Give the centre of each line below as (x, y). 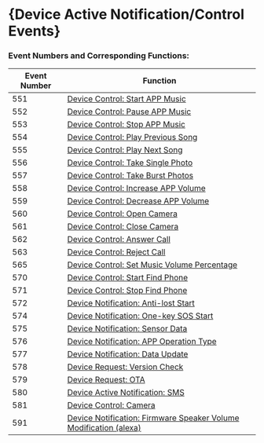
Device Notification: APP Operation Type (142, 342)
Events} (35, 31)
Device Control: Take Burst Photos (130, 176)
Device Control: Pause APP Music (129, 112)
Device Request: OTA (106, 380)
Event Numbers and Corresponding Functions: (99, 56)
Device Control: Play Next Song (125, 150)
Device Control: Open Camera (123, 214)
